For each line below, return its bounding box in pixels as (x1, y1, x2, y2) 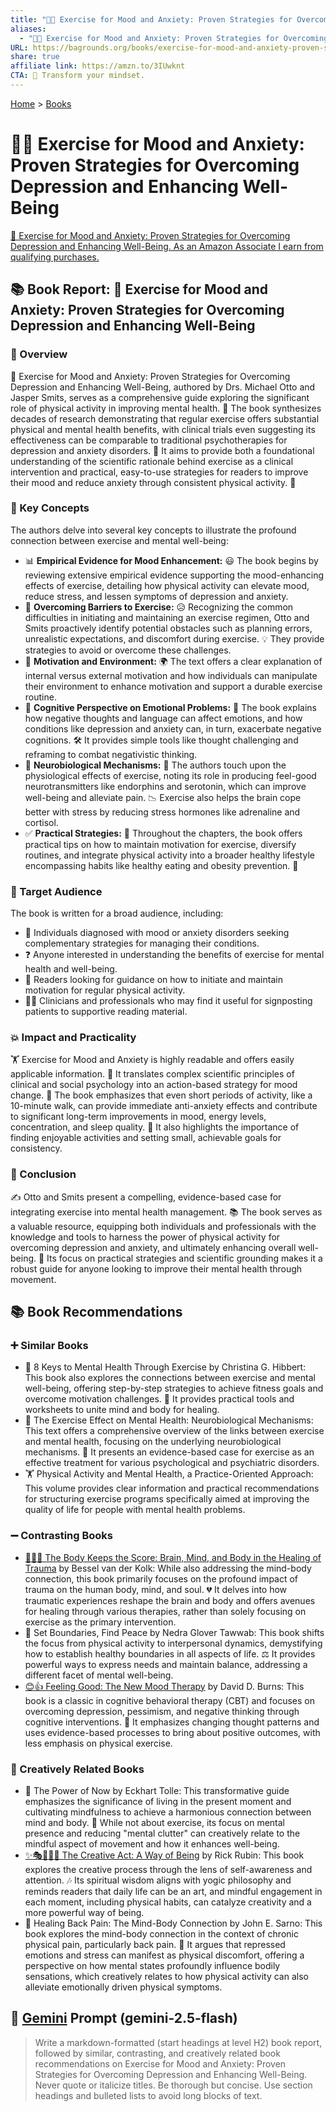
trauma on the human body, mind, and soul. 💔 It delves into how (24, 1583, 288, 1595)
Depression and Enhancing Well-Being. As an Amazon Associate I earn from (10, 240, 324, 252)
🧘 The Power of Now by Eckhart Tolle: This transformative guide (24, 1784, 290, 1796)
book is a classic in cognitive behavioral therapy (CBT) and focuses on (24, 1694, 316, 1706)
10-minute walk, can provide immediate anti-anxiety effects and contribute (10, 1100, 318, 1112)
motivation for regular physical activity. (24, 984, 186, 996)
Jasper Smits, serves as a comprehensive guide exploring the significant (10, 391, 310, 403)
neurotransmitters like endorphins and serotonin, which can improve (24, 780, 307, 792)
